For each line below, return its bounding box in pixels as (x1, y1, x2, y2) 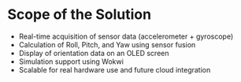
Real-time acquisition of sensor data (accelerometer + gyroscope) (18, 32, 234, 41)
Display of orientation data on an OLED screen (18, 48, 169, 58)
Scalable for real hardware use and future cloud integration (18, 65, 211, 74)
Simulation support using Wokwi (18, 57, 124, 66)
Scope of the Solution (7, 6, 151, 24)
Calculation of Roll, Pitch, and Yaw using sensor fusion (18, 39, 196, 49)
